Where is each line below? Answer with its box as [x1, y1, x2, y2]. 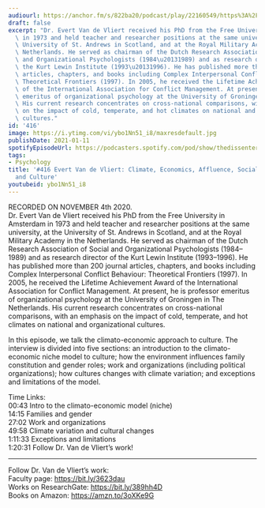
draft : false [8, 19, 51, 27]
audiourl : [8, 11, 41, 20]
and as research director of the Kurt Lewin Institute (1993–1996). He [28, 252, 248, 262]
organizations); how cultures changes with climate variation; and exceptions [8, 368, 256, 378]
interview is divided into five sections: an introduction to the [8, 343, 203, 352]
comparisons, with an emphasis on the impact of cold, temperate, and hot [8, 311, 248, 321]
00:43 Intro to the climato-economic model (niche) [8, 401, 173, 410]
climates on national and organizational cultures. [8, 319, 166, 329]
